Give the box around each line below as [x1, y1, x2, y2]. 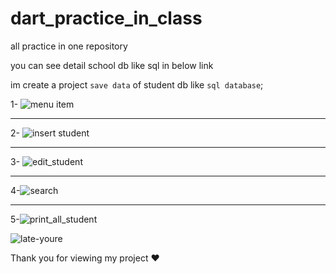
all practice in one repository [10, 40, 128, 52]
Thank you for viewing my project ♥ [10, 252, 160, 264]
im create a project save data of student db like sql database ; [10, 78, 264, 91]
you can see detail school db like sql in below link [10, 59, 214, 71]
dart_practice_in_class [10, 7, 203, 30]
